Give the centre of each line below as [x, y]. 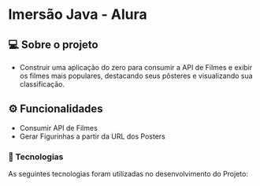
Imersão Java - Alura [78, 15]
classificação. [42, 84]
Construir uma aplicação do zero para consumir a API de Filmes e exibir [136, 67]
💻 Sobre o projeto [53, 45]
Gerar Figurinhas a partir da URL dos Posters [92, 136]
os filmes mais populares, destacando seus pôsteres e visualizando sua [136, 76]
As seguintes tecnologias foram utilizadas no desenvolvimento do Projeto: [128, 174]
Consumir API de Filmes [59, 128]
